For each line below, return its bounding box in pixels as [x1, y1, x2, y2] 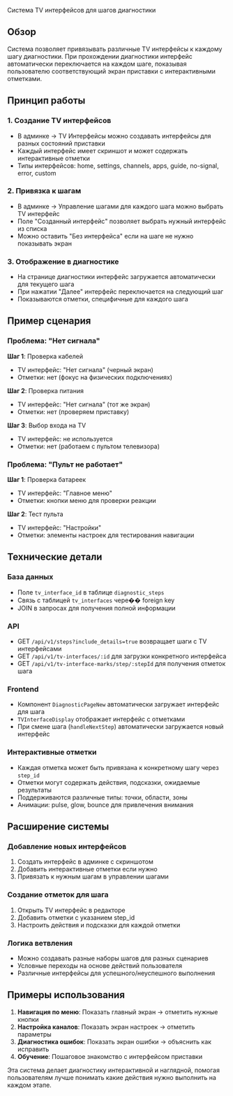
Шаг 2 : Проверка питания [7, 386, 84, 394]
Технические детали [7, 551, 103, 563]
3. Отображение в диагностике [7, 257, 119, 266]
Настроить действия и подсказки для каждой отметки [17, 920, 181, 929]
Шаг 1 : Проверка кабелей [7, 352, 84, 360]
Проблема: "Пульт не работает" [7, 460, 123, 469]
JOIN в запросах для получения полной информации [17, 604, 176, 612]
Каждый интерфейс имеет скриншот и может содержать [17, 146, 188, 155]
